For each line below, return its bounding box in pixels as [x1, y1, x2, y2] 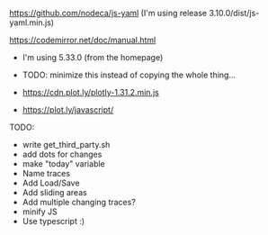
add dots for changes [22, 149, 103, 159]
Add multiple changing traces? [22, 197, 137, 207]
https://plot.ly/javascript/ [22, 104, 114, 115]
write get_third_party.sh [22, 140, 111, 149]
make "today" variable [22, 158, 105, 169]
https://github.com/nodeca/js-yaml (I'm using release [9, 8, 208, 18]
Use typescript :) [22, 216, 85, 226]
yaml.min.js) [9, 17, 55, 28]
